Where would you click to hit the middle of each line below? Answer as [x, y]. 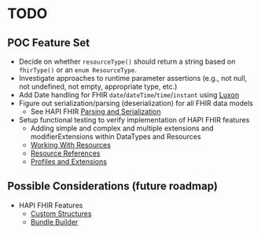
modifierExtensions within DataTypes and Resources [116, 137]
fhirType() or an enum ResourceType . [77, 70]
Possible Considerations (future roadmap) [112, 186]
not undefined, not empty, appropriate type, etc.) [98, 86]
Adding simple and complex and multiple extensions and [122, 128]
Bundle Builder [54, 221]
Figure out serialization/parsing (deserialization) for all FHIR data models [136, 103]
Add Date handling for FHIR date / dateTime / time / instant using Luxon [129, 95]
